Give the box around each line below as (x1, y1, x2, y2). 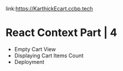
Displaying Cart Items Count (14, 52, 84, 59)
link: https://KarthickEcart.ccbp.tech (5, 5, 93, 12)
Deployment (14, 58, 45, 65)
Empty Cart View (14, 45, 56, 53)
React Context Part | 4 (5, 26, 118, 39)
